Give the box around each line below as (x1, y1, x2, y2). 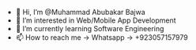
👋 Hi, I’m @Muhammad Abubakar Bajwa (15, 8, 146, 16)
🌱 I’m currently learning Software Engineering (15, 24, 164, 33)
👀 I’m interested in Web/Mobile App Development (15, 16, 176, 25)
